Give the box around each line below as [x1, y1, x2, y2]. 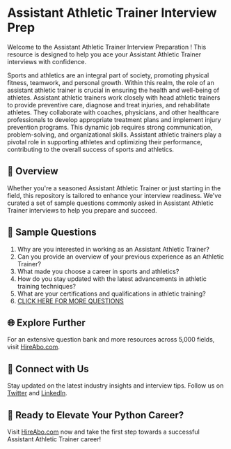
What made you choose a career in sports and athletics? [17, 267, 180, 275]
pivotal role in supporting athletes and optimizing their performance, [7, 137, 203, 146]
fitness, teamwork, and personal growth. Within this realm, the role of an [7, 78, 214, 86]
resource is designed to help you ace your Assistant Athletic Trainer [7, 50, 202, 59]
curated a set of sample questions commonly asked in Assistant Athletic [7, 199, 214, 207]
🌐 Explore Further [7, 317, 86, 328]
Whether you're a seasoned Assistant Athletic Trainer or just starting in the [7, 183, 221, 192]
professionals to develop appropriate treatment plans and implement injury [7, 115, 221, 123]
